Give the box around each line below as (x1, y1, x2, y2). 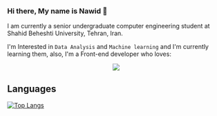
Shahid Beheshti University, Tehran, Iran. (7, 29, 123, 37)
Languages (7, 83, 57, 95)
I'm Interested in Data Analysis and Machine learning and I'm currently (7, 43, 209, 51)
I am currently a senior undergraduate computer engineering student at (7, 22, 210, 30)
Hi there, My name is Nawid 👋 (7, 6, 108, 16)
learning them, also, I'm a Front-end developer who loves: (7, 50, 171, 58)
